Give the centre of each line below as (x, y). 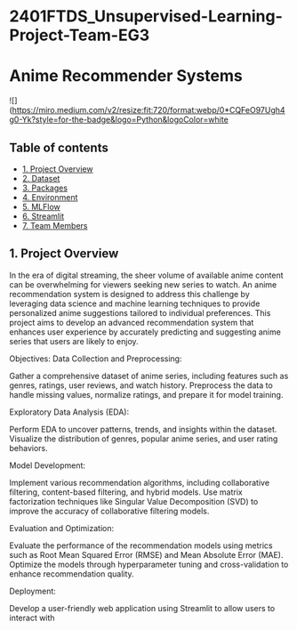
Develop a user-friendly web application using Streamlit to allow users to (142, 608)
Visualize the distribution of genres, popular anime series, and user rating (144, 439)
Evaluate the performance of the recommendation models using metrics (141, 545)
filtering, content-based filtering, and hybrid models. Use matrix (126, 492)
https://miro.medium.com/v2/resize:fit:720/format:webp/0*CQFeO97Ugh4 (149, 110)
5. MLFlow (41, 206)
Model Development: (48, 465)
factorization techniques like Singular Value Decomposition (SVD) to (134, 501)
